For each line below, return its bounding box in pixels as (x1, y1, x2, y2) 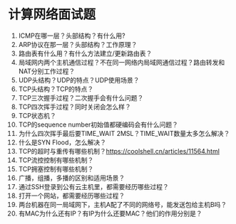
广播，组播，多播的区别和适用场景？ (18, 174, 125, 182)
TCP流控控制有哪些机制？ (18, 156, 94, 164)
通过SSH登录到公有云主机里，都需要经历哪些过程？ (18, 182, 170, 191)
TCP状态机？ (18, 111, 56, 119)
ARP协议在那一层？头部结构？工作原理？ (18, 40, 138, 48)
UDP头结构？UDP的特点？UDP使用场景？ (18, 75, 140, 84)
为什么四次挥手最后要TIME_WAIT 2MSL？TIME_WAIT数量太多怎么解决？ (18, 129, 230, 137)
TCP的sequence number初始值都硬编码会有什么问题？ (18, 120, 179, 129)
